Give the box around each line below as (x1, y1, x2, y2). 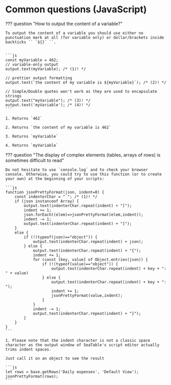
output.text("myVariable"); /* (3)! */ (5, 98, 91, 103)
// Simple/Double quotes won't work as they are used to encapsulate (5, 89, 158, 94)
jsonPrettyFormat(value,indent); (51, 293, 123, 298)
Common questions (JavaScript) (5, 4, 147, 15)
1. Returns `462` (5, 115, 43, 121)
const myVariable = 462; (5, 57, 59, 63)
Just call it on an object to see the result (5, 356, 104, 361)
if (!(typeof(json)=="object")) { (24, 235, 98, 240)
